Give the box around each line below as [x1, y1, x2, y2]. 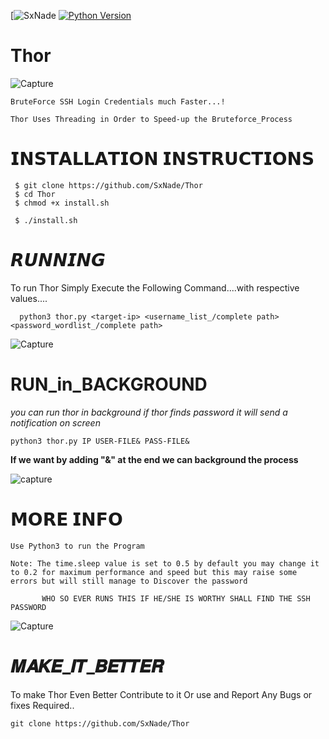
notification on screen [10, 416, 101, 429]
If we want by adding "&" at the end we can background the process [10, 453, 299, 465]
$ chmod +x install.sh [14, 198, 110, 208]
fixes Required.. [10, 699, 75, 711]
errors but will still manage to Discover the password [10, 576, 248, 586]
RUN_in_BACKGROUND [10, 373, 208, 395]
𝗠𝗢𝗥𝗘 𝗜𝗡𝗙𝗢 [10, 508, 123, 530]
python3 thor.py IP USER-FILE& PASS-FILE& [10, 436, 190, 446]
